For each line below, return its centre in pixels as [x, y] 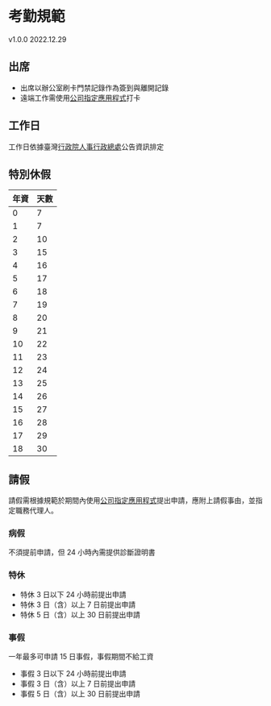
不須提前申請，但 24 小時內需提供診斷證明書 [82, 552]
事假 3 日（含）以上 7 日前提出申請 [78, 684]
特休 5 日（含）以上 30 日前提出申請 [80, 614]
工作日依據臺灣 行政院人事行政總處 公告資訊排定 [86, 147]
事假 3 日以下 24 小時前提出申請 [73, 674]
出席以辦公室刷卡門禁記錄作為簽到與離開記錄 [94, 87]
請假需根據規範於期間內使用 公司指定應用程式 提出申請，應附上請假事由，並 [132, 500]
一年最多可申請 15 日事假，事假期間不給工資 [81, 657]
